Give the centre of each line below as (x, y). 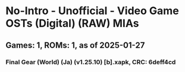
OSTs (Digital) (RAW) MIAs (72, 23)
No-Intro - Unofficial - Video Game (92, 11)
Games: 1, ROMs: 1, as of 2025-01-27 (75, 45)
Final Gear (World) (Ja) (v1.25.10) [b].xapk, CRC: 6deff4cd (91, 62)
